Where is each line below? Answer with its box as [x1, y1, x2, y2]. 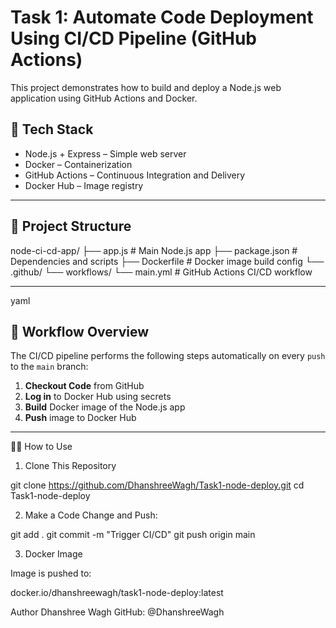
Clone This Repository [24, 460, 117, 472]
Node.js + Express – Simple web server [24, 147, 187, 160]
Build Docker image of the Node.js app [24, 401, 186, 413]
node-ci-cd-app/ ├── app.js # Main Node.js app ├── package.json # [10, 244, 298, 256]
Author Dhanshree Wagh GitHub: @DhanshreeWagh [10, 606, 225, 618]
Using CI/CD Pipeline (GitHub [10, 27, 257, 50]
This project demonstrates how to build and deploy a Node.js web [10, 81, 282, 93]
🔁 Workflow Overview [10, 323, 150, 340]
